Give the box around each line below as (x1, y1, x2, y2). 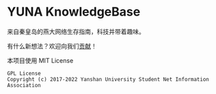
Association (7, 82, 41, 89)
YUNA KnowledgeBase (7, 4, 141, 20)
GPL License (7, 69, 41, 77)
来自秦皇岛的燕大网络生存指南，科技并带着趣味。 (7, 27, 145, 35)
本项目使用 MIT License (7, 56, 74, 65)
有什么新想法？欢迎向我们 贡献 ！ (7, 42, 97, 50)
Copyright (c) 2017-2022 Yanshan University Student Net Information (7, 76, 210, 82)
